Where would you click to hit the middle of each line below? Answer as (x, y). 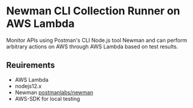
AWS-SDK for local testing (47, 98)
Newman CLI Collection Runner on (93, 11)
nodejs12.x (28, 86)
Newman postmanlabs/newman (54, 92)
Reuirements (31, 65)
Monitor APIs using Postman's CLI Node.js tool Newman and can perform (97, 40)
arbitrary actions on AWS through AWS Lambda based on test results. (92, 47)
